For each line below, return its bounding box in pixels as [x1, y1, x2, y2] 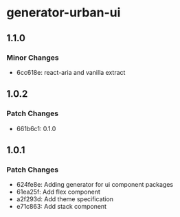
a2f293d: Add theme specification [16, 195, 114, 203]
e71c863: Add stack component [16, 203, 107, 211]
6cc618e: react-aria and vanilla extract [16, 68, 126, 76]
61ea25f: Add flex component [16, 187, 100, 196]
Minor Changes [6, 53, 59, 62]
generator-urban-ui [6, 5, 121, 21]
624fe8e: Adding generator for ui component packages [16, 181, 173, 189]
